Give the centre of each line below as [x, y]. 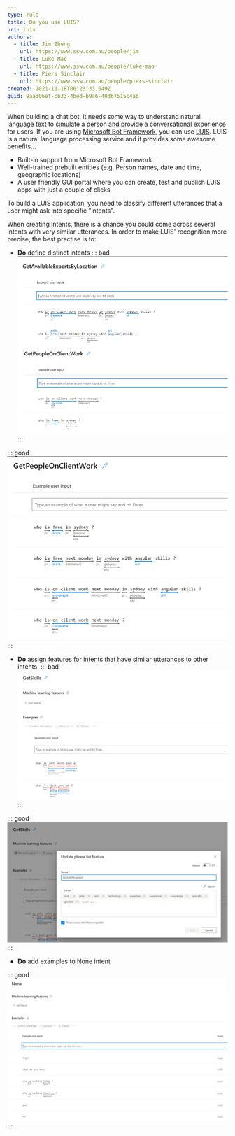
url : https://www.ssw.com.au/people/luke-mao [87, 66]
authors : [20, 37]
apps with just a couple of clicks [64, 190]
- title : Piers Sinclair [50, 73]
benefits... [22, 146]
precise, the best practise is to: [52, 239]
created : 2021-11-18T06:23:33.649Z [59, 88]
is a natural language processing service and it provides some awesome [111, 139]
